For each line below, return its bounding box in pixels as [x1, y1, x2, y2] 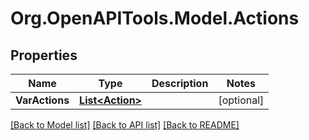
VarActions [15, 93, 70, 107]
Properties [10, 47, 78, 64]
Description [151, 77, 209, 90]
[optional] [218, 93, 265, 107]
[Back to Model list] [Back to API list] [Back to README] [10, 119, 240, 131]
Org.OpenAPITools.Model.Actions [10, 7, 300, 30]
